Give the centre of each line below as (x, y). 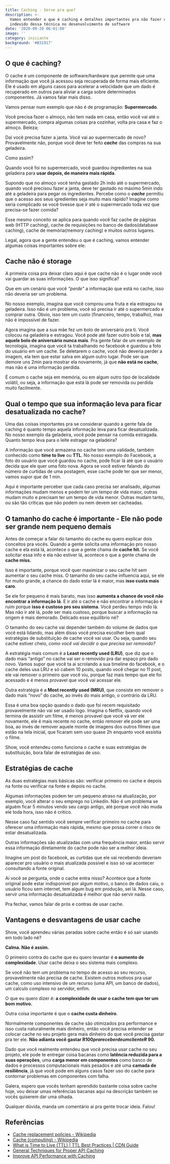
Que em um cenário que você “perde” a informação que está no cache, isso (84, 288)
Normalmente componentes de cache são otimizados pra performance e (81, 1023)
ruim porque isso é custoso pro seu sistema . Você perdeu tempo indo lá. (82, 607)
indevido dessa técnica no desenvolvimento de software (70, 24)
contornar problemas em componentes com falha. (57, 1076)
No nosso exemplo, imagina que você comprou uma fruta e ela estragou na (84, 304)
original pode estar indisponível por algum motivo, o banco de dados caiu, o (84, 883)
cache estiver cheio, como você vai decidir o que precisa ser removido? (80, 643)
